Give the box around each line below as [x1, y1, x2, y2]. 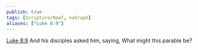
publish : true [6, 9, 43, 15]
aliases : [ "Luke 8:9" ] [6, 20, 64, 26]
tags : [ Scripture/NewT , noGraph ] [6, 15, 91, 21]
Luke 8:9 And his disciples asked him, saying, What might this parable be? [6, 37, 193, 45]
